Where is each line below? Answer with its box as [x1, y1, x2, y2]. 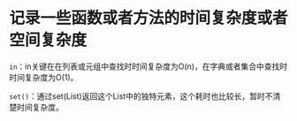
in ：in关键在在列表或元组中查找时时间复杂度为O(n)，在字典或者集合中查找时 [9, 61, 288, 72]
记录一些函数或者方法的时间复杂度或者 [9, 8, 289, 28]
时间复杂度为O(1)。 [9, 72, 79, 82]
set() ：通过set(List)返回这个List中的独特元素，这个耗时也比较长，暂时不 [9, 90, 273, 102]
